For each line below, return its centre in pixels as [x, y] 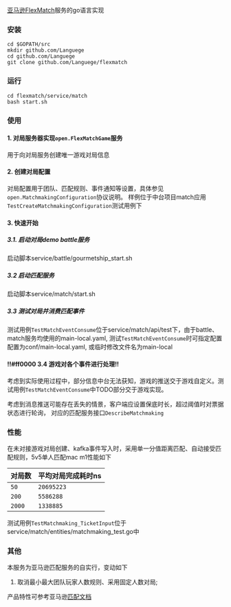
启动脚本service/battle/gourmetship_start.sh [70, 258]
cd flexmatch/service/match [47, 96]
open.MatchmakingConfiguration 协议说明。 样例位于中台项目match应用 [107, 197]
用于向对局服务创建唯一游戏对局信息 [58, 154]
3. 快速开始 [23, 223]
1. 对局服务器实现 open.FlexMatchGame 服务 [65, 138]
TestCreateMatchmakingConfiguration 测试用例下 [75, 205]
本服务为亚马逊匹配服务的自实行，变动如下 [67, 568]
